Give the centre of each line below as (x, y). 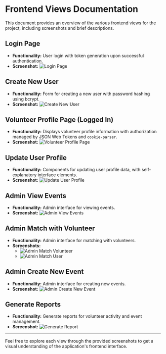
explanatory (24, 175)
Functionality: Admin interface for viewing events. (63, 207)
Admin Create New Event (44, 272)
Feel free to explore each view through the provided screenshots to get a (79, 341)
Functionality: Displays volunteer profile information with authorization (84, 132)
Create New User (32, 82)
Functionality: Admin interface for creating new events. (69, 284)
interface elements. (58, 175)
